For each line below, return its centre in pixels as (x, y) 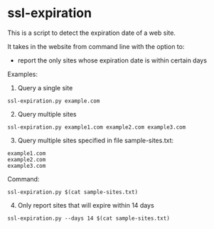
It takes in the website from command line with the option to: (96, 46)
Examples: (22, 74)
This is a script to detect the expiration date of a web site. (92, 33)
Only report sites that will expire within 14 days (86, 205)
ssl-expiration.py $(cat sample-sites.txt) (73, 192)
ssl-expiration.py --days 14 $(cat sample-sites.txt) (89, 218)
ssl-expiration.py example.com (54, 101)
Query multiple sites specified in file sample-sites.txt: (96, 140)
